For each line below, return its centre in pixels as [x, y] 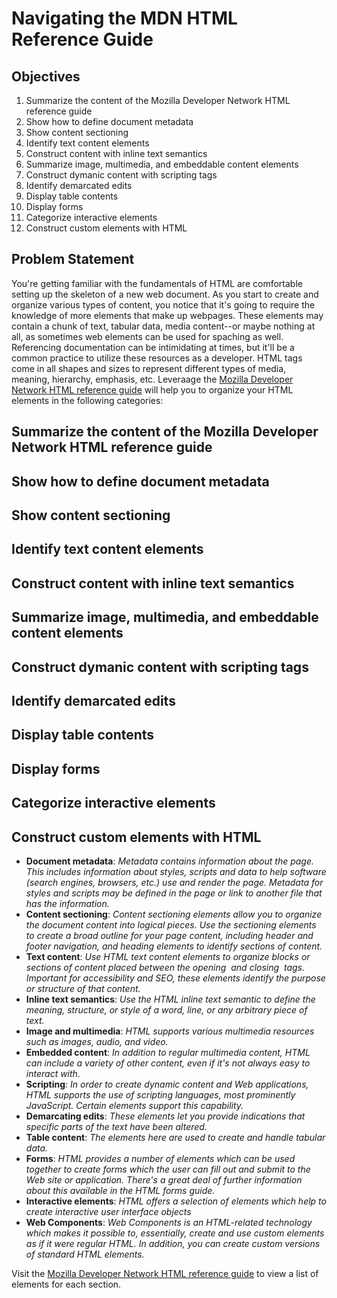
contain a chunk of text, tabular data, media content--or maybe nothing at [163, 326]
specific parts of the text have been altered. [116, 1126]
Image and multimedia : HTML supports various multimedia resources [170, 1031]
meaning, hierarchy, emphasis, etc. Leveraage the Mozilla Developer [152, 379]
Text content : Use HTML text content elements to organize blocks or [168, 956]
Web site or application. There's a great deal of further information [164, 1179]
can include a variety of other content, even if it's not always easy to [168, 1063]
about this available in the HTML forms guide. [120, 1190]
